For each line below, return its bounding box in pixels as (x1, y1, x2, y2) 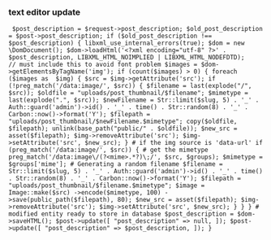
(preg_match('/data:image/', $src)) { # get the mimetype (8, 146, 209, 155)
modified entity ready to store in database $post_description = (8, 210, 234, 218)
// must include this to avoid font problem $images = (8, 60, 198, 69)
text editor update (8, 7, 81, 18)
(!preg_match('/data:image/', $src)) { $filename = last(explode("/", (8, 82, 252, 90)
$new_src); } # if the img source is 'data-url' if (84, 139, 264, 147)
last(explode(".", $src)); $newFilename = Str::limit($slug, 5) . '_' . (8, 96, 260, 104)
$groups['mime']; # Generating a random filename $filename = (8, 160, 223, 168)
